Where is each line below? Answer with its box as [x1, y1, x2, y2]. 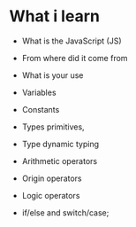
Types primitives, [21, 121, 86, 132]
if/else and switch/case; [21, 207, 110, 218]
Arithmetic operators [21, 155, 98, 166]
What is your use [21, 69, 84, 81]
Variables [21, 87, 57, 98]
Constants [21, 104, 60, 114]
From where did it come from [21, 52, 128, 63]
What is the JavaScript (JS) [21, 35, 122, 46]
